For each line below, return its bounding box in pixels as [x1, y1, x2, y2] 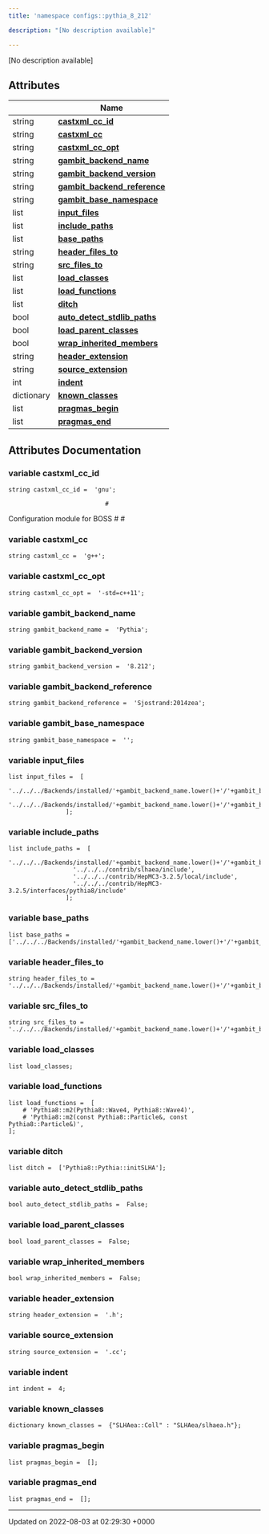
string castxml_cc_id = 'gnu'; [8, 486, 116, 494]
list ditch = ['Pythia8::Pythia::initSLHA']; [8, 1164, 167, 1173]
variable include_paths [8, 826, 99, 838]
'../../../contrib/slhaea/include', [72, 866, 195, 874]
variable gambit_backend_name [8, 607, 136, 618]
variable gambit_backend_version [8, 644, 143, 655]
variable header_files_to [8, 957, 104, 968]
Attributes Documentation [8, 443, 142, 457]
